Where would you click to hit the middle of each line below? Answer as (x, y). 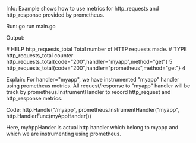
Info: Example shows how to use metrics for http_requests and (83, 9)
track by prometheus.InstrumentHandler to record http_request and (88, 92)
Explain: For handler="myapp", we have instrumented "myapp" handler (93, 79)
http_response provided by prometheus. (55, 15)
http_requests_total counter (40, 55)
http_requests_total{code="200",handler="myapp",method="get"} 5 (89, 62)
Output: (15, 38)
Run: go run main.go (31, 26)
